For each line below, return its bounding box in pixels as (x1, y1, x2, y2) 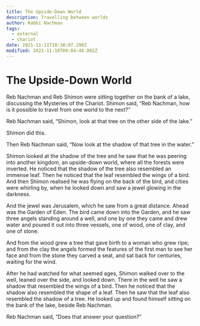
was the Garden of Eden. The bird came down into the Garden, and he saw (6, 208, 190, 215)
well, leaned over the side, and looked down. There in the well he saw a (6, 276, 183, 283)
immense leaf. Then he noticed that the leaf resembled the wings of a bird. (6, 171, 190, 178)
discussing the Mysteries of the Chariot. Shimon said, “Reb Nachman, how (6, 99, 190, 106)
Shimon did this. (6, 129, 46, 136)
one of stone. (6, 227, 39, 234)
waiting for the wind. (6, 258, 57, 265)
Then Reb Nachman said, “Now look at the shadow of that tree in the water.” (6, 141, 195, 148)
